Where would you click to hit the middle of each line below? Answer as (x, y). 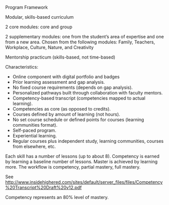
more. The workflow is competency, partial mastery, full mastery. (73, 167)
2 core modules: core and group (39, 27)
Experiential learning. (35, 136)
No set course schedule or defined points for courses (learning (78, 120)
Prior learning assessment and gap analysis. (59, 82)
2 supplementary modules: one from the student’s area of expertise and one (85, 37)
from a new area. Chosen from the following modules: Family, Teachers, (80, 42)
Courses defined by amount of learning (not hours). (66, 114)
